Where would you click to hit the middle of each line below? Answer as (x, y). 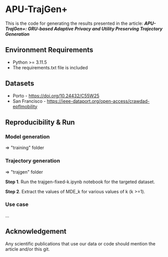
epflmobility (25, 106)
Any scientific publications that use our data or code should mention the (80, 243)
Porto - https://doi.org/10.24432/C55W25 (56, 96)
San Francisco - (29, 101)
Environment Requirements (49, 50)
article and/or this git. (28, 249)
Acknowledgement (36, 231)
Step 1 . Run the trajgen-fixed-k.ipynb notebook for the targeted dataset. (80, 182)
